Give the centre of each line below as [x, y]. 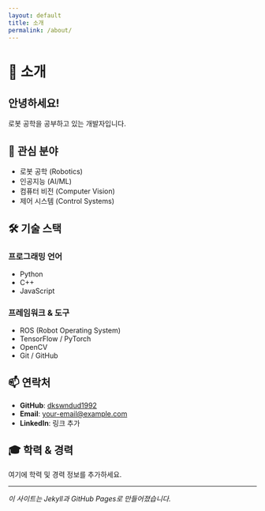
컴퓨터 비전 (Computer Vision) [67, 191]
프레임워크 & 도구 [39, 313]
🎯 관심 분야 [34, 151]
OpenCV [34, 348]
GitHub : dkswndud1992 [58, 405]
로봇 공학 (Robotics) [51, 171]
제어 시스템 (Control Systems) [67, 201]
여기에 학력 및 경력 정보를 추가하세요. [65, 474]
